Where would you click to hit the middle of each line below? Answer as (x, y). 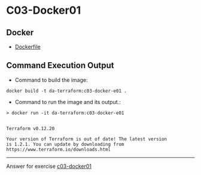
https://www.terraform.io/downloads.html (59, 149)
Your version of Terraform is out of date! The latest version (87, 139)
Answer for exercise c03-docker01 (49, 166)
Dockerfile (28, 47)
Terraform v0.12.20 (31, 128)
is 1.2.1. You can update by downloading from (65, 144)
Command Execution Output (60, 65)
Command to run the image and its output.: (68, 102)
